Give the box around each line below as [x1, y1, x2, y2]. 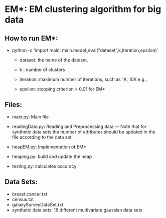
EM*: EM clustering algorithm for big [5, 3, 161, 15]
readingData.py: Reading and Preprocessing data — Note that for [12, 123, 147, 129]
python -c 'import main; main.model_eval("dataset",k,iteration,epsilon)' [12, 47, 158, 53]
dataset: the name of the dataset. [19, 57, 88, 63]
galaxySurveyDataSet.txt [12, 201, 64, 207]
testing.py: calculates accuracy [12, 163, 77, 169]
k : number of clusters [19, 66, 65, 72]
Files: [5, 100, 22, 109]
